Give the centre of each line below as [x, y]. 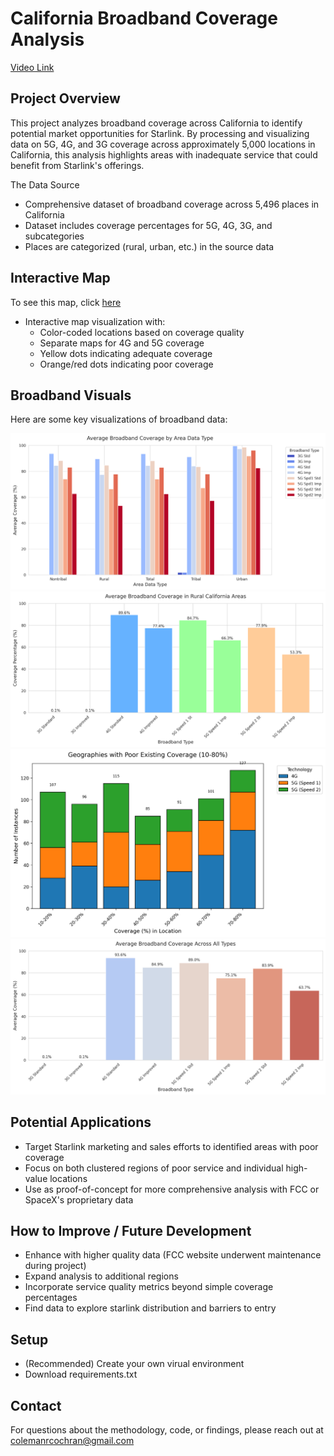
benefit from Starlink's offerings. [77, 165]
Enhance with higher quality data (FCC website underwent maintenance [173, 1255]
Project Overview [65, 98]
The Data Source [45, 184]
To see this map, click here [66, 302]
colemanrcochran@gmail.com [72, 1440]
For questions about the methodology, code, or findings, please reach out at [167, 1429]
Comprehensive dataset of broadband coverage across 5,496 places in [172, 204]
